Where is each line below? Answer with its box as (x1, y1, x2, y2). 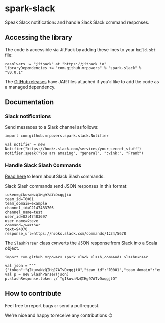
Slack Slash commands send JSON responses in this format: (5, 183, 128, 189)
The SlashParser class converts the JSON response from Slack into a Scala (5, 240, 158, 246)
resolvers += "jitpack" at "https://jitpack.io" (5, 61, 107, 66)
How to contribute (5, 290, 62, 298)
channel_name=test (5, 210, 43, 215)
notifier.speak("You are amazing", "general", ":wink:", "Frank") (5, 151, 144, 156)
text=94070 (5, 227, 27, 232)
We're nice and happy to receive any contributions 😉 (5, 312, 113, 318)
